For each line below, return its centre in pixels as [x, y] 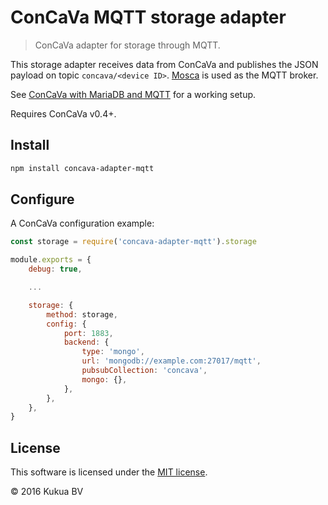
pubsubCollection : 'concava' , [144, 371]
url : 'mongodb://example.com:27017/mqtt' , [171, 361]
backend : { [86, 342]
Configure [42, 199]
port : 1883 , [88, 333]
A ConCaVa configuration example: [82, 223]
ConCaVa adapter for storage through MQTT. [127, 45]
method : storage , [82, 314]
